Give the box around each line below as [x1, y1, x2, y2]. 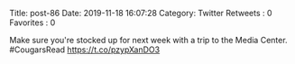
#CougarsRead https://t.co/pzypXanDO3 [9, 44, 161, 55]
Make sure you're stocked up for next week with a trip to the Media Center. [9, 35, 288, 45]
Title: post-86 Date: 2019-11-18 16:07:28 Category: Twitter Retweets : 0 [9, 8, 272, 18]
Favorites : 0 [9, 17, 56, 28]
